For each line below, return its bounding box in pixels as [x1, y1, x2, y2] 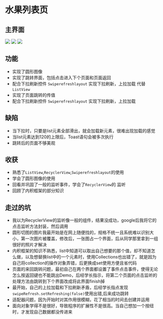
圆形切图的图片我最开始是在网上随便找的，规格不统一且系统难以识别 [12, 230, 150, 235]
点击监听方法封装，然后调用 [12, 223, 69, 230]
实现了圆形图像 [12, 68, 43, 74]
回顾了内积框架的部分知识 [12, 188, 64, 193]
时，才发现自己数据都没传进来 [12, 309, 72, 315]
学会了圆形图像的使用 [12, 175, 55, 181]
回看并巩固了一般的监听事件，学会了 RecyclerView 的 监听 [12, 182, 126, 188]
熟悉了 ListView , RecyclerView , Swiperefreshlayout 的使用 [12, 170, 124, 175]
